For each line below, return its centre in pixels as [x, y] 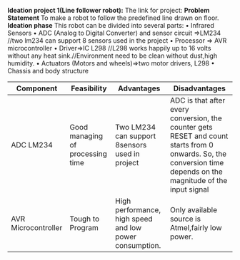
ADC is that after [198, 100]
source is [186, 219]
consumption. [138, 245]
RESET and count [199, 136]
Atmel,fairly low [196, 228]
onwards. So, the [199, 154]
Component [37, 88]
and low [129, 228]
